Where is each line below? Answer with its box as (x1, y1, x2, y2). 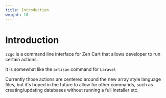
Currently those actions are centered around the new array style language (5, 76, 161, 82)
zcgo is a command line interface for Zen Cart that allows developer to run (5, 51, 161, 57)
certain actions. (5, 57, 38, 63)
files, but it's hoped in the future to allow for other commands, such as (5, 82, 153, 88)
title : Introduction (5, 7, 50, 13)
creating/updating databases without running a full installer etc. (5, 87, 139, 93)
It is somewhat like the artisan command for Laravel (5, 66, 116, 72)
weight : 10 (5, 12, 29, 17)
